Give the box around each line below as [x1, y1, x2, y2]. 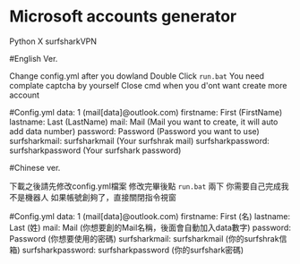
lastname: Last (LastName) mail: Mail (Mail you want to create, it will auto [9, 116, 279, 127]
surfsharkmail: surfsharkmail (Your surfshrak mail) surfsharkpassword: [9, 135, 270, 146]
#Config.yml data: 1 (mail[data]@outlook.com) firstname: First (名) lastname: [9, 210, 291, 221]
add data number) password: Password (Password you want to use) [9, 125, 260, 136]
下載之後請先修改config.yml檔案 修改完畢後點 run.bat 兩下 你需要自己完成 [9, 181, 282, 192]
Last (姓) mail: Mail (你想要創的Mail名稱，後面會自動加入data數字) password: [9, 222, 291, 233]
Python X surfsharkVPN [9, 36, 97, 47]
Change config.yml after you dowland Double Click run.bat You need [9, 70, 265, 81]
